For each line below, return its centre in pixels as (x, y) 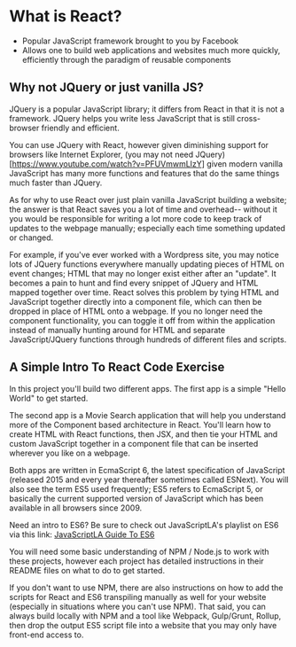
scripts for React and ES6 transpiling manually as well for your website (138, 596)
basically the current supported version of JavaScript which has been (136, 498)
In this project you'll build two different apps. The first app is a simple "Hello (148, 388)
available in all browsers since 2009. (76, 508)
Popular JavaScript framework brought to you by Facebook (130, 41)
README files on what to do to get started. (87, 570)
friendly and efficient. (80, 128)
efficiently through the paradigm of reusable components (127, 59)
